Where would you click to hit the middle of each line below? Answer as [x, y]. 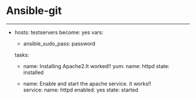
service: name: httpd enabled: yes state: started [81, 90]
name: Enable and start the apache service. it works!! [87, 83]
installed [33, 72]
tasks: [22, 55]
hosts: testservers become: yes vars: [59, 32]
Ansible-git [34, 11]
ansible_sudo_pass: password [59, 43]
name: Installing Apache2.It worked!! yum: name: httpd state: [96, 66]
